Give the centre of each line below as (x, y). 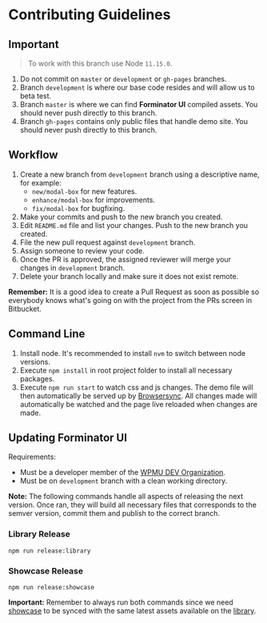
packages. (37, 378)
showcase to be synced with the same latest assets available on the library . (132, 611)
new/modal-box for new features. (84, 191)
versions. (35, 361)
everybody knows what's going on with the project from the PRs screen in (130, 300)
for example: (40, 182)
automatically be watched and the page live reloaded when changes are (139, 404)
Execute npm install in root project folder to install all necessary (126, 370)
